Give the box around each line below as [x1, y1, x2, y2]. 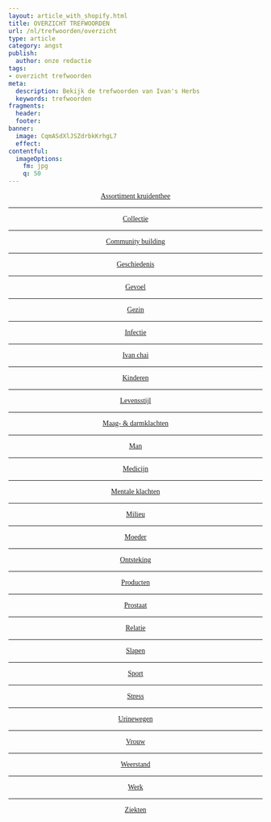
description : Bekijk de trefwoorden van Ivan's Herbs [15, 86, 200, 95]
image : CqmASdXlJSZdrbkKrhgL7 [15, 132, 117, 140]
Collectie [122, 215, 149, 223]
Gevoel [124, 283, 147, 291]
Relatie [125, 624, 146, 632]
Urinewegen [118, 715, 153, 723]
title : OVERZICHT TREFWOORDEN [8, 19, 110, 27]
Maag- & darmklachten [102, 419, 169, 428]
